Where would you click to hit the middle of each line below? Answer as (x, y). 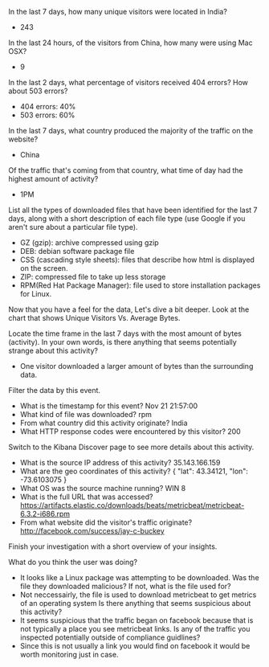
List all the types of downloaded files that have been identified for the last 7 (133, 210)
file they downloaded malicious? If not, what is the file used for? (125, 586)
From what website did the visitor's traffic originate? (106, 522)
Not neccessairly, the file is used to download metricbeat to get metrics (138, 595)
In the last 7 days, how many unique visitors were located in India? (118, 12)
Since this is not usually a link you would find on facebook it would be (135, 646)
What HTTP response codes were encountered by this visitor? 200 (130, 432)
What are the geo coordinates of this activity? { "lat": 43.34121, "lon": (134, 471)
